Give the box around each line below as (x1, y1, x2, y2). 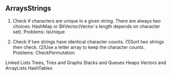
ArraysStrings (5, 4, 51, 13)
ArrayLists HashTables (5, 65, 53, 71)
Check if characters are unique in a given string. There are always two (12, 17, 161, 24)
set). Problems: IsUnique (12, 28, 65, 35)
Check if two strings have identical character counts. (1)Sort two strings (12, 39, 164, 45)
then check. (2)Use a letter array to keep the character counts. (12, 44, 145, 50)
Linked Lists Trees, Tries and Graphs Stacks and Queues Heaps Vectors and (5, 59, 166, 66)
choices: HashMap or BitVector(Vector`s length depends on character (12, 23, 160, 29)
